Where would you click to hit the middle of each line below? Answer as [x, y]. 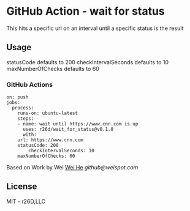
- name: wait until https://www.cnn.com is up [78, 124]
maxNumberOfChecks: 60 [46, 156]
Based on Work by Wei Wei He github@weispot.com [72, 168]
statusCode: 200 [38, 146]
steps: [26, 119]
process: [23, 108]
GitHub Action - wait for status [85, 11]
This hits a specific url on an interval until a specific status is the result [95, 28]
